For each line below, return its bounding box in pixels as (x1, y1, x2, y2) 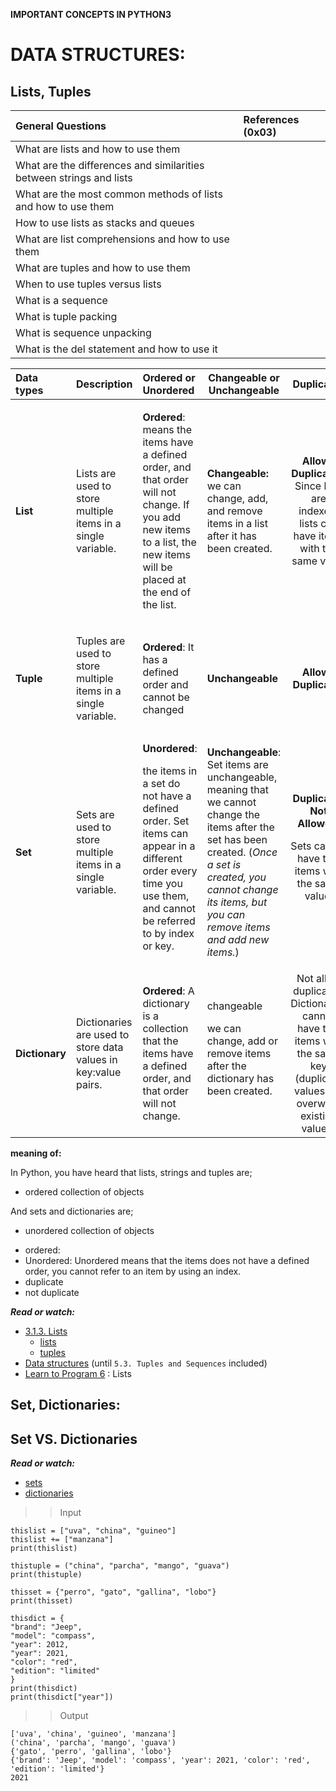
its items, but (206, 895, 268, 909)
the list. (142, 598, 177, 611)
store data (75, 1040, 124, 1054)
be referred (142, 914, 196, 928)
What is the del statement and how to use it (15, 342, 218, 356)
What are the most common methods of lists (15, 187, 223, 201)
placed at (142, 573, 187, 586)
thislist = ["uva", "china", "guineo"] (10, 1526, 177, 1536)
